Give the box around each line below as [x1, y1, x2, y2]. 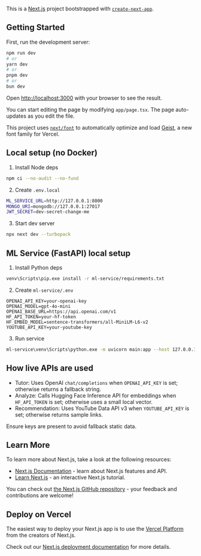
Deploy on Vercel [6, 509, 72, 519]
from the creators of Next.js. [6, 531, 76, 539]
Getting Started [6, 22, 65, 32]
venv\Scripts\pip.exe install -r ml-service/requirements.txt [6, 276, 165, 282]
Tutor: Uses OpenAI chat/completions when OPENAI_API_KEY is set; [14, 379, 178, 386]
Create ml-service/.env [14, 286, 74, 294]
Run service [14, 334, 45, 342]
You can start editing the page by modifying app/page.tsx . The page [6, 106, 175, 113]
